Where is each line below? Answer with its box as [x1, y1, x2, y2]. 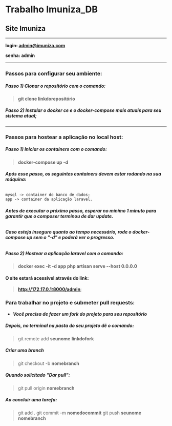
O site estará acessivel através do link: [5, 275, 89, 281]
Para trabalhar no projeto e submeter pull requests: [5, 299, 135, 306]
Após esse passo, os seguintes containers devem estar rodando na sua [5, 171, 161, 177]
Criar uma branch [5, 347, 45, 354]
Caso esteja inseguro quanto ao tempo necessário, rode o [5, 229, 132, 235]
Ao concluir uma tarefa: [5, 397, 57, 403]
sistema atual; [5, 113, 37, 119]
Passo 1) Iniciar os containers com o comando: [5, 146, 107, 152]
